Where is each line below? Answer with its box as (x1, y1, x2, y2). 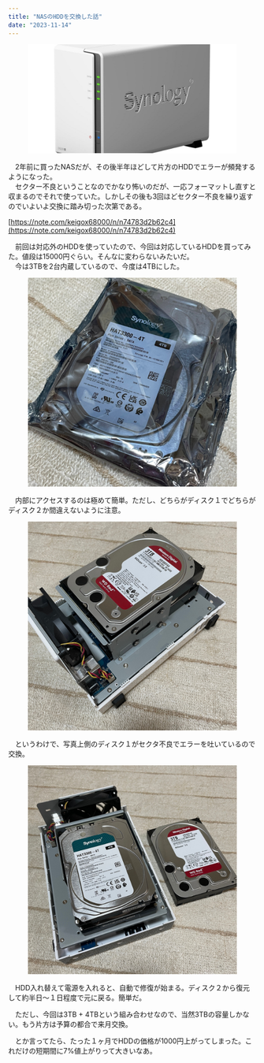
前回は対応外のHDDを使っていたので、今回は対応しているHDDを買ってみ (14, 242, 251, 251)
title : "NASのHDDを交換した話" (8, 13, 102, 20)
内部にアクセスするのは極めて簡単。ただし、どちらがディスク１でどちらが (14, 496, 256, 505)
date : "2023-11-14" (8, 20, 73, 29)
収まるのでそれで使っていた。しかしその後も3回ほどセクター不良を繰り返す (8, 191, 254, 201)
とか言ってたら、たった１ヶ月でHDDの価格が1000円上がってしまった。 (14, 1036, 246, 1046)
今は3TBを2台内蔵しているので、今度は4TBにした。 (14, 262, 184, 271)
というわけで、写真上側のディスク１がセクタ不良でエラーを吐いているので (14, 739, 256, 749)
